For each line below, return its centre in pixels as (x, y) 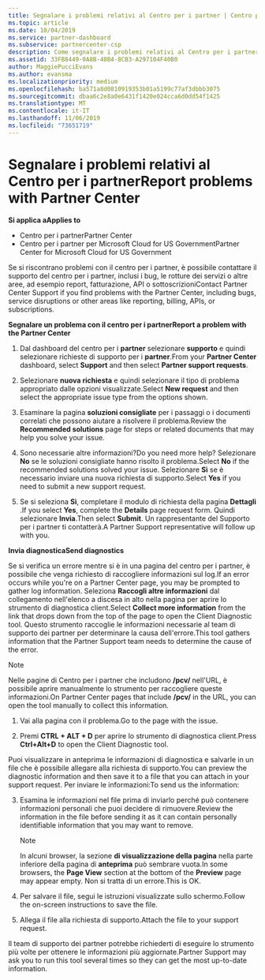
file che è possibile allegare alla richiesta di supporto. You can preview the (127, 768)
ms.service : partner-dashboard (60, 37)
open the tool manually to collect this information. (89, 705)
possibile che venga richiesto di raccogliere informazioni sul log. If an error (129, 574)
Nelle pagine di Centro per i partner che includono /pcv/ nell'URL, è (118, 680)
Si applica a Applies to (45, 220)
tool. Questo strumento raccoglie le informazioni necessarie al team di (122, 624)
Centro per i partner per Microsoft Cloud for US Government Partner (129, 243)
